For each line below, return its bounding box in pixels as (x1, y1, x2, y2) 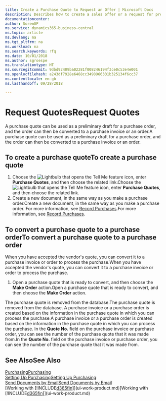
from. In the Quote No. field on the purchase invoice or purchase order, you (5, 337, 158, 343)
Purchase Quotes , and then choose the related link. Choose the (12, 179, 141, 185)
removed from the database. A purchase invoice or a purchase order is (5, 305, 149, 311)
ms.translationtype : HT (5, 62, 54, 67)
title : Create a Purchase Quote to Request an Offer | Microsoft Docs (5, 7, 154, 12)
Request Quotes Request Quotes (5, 107, 140, 118)
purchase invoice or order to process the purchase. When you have (5, 259, 141, 265)
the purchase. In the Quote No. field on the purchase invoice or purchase (5, 326, 154, 332)
